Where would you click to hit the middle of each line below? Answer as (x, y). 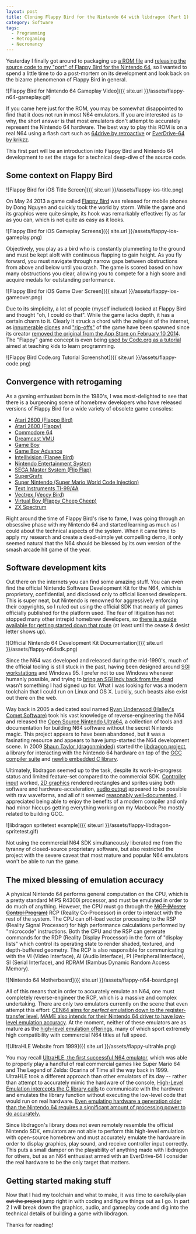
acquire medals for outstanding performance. (61, 279)
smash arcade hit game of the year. (49, 549)
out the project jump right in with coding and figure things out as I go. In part (98, 1201)
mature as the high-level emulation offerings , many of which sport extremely (98, 1029)
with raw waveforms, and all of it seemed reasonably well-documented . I (94, 795)
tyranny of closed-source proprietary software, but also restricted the (90, 849)
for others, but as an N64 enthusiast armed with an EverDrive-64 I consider (97, 1156)
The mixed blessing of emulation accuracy (85, 880)
